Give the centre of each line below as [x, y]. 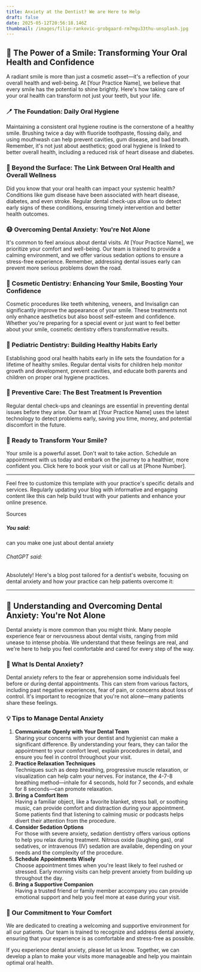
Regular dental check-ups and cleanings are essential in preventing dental [98, 406]
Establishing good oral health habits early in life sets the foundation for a [95, 358]
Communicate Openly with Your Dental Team [72, 731]
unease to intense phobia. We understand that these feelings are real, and [97, 642]
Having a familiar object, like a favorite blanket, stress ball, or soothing [101, 801]
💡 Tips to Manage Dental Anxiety [55, 719]
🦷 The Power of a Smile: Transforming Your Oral [97, 52]
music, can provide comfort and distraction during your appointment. [100, 808]
